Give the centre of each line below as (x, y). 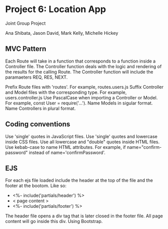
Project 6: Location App (56, 9)
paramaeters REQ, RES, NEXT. (37, 77)
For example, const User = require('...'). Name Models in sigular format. (79, 103)
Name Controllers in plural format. (40, 108)
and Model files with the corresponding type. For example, (66, 92)
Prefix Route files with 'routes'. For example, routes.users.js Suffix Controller (85, 87)
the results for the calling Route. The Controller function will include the (79, 72)
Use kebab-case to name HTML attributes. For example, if (66, 147)
